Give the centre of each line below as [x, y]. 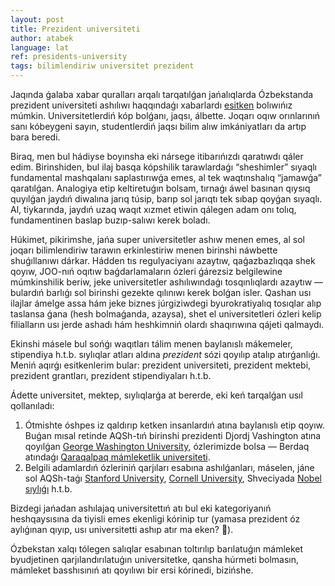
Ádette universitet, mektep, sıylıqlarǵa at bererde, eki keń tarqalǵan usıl [156, 395]
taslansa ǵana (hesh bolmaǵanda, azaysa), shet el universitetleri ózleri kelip [166, 314]
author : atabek [42, 38]
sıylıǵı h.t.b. [48, 489]
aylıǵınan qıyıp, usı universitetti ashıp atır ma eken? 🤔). [122, 529]
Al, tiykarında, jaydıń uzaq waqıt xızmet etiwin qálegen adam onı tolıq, [153, 209]
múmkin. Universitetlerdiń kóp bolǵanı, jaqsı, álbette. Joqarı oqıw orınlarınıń [165, 115]
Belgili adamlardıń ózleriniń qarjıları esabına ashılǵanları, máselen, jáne [169, 467]
